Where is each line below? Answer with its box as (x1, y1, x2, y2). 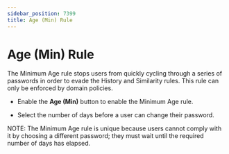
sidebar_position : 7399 (7, 10, 76, 17)
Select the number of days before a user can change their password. (17, 111, 215, 119)
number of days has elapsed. (7, 139, 91, 148)
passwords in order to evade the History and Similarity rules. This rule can (7, 77, 219, 85)
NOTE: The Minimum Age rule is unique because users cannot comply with (7, 124, 222, 132)
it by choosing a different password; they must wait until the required (7, 132, 204, 140)
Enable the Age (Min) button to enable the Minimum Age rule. (17, 98, 194, 106)
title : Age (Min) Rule (7, 17, 73, 24)
